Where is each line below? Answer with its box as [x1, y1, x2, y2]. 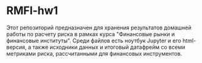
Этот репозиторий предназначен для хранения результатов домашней [6, 24, 192, 31]
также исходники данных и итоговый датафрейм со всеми [32, 43, 186, 51]
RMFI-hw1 [6, 4, 59, 18]
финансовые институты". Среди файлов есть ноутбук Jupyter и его [6, 37, 181, 44]
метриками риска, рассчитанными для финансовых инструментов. [6, 50, 182, 57]
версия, [6, 43, 27, 51]
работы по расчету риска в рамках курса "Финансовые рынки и [6, 30, 175, 37]
